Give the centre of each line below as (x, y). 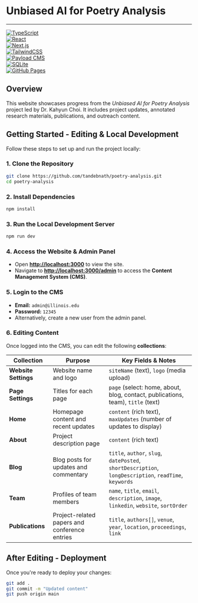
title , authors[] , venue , (141, 519)
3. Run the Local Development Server (60, 224)
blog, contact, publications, (146, 395)
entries (62, 537)
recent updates (74, 426)
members (66, 501)
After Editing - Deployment (56, 558)
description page (76, 443)
